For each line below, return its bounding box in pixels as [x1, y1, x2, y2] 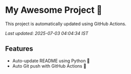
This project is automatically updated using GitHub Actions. [5, 21, 127, 27]
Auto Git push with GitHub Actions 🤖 [12, 63, 87, 69]
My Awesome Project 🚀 [5, 4, 103, 16]
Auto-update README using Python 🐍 [12, 58, 90, 64]
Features [5, 44, 33, 53]
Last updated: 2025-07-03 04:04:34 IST [5, 30, 88, 36]
